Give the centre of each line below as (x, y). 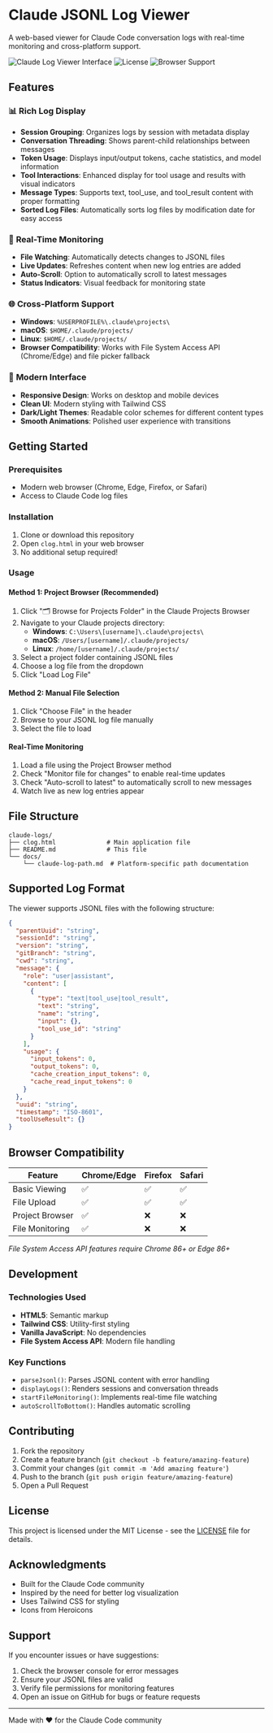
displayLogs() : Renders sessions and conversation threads (119, 1388)
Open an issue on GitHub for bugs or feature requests (110, 1697)
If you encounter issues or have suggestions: (84, 1655)
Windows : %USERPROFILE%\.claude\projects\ (95, 322)
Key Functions (37, 1362)
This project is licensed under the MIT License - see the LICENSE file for (129, 1531)
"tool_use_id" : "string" (80, 1029)
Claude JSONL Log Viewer (99, 15)
